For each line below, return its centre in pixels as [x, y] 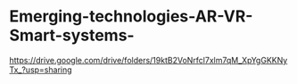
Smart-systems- [72, 35]
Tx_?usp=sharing [41, 70]
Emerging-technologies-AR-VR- [131, 17]
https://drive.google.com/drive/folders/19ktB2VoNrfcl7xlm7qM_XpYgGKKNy [148, 60]
